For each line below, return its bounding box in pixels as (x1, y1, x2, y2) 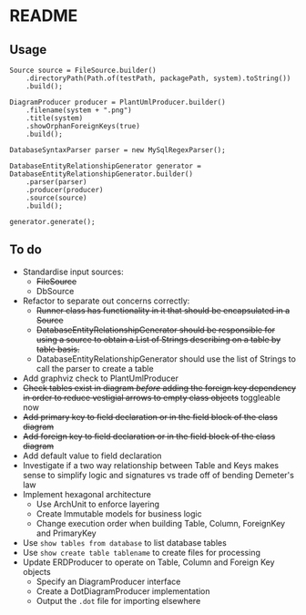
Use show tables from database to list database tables (22, 537, 228, 548)
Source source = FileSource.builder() (9, 66, 157, 75)
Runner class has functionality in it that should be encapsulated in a (36, 304, 291, 315)
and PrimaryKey (36, 528, 97, 538)
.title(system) (25, 114, 84, 123)
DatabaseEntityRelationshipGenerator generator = (9, 161, 202, 170)
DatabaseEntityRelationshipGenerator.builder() (9, 169, 194, 179)
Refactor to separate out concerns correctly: (22, 295, 190, 306)
